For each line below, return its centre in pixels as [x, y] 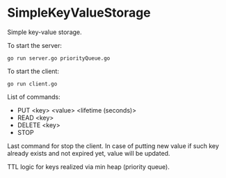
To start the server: [35, 45]
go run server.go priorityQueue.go [59, 58]
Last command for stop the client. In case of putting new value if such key [113, 146]
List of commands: [34, 97]
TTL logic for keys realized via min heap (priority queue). [89, 167]
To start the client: [33, 71]
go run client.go [32, 84]
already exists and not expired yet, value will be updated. [89, 153]
